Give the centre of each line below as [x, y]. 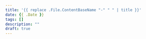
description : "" [22, 24]
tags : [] [14, 19]
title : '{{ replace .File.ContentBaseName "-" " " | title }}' [74, 10]
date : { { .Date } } [25, 15]
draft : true [18, 29]
